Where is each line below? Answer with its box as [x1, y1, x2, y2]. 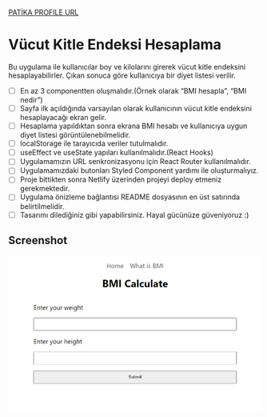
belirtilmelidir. [19, 201, 65, 211]
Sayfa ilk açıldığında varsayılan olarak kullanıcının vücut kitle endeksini [19, 104, 252, 113]
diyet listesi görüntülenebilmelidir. [19, 130, 131, 140]
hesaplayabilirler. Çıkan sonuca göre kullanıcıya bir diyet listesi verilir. [8, 70, 236, 80]
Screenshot [8, 233, 68, 247]
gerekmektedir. [19, 184, 70, 194]
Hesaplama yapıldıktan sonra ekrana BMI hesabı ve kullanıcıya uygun [19, 121, 248, 131]
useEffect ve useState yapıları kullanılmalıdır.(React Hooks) [19, 148, 214, 158]
